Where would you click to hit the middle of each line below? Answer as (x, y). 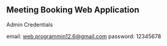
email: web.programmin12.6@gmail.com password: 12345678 (84, 36)
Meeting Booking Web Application (73, 10)
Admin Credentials (30, 24)
